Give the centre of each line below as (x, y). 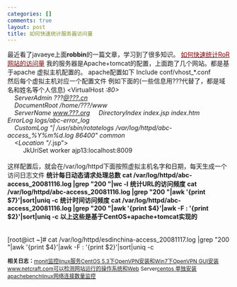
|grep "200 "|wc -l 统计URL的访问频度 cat (135, 184)
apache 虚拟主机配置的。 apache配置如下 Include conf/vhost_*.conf (112, 72)
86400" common (100, 136)
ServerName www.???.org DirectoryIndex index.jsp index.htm (107, 113)
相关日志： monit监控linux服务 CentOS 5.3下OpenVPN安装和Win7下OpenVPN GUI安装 (113, 261)
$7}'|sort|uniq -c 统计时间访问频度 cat (64, 200)
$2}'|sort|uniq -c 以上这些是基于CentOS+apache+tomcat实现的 (103, 217)
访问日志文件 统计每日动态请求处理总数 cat (70, 175)
